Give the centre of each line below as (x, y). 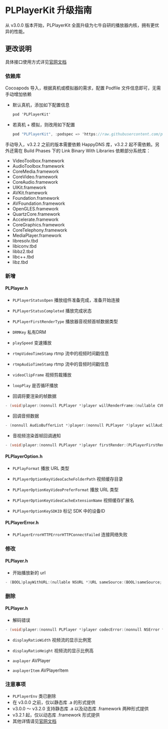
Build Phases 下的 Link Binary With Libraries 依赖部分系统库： (87, 151)
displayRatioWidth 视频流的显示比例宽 (52, 640)
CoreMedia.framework (35, 171)
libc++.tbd (23, 257)
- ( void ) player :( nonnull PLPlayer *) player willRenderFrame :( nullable (80, 405)
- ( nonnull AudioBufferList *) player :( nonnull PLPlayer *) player (74, 425)
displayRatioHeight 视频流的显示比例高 (53, 650)
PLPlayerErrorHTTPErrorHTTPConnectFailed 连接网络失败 (70, 534)
